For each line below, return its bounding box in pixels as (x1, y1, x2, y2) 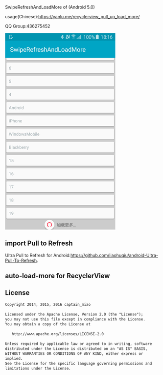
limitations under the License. (5, 366, 71, 371)
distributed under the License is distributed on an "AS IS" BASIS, (5, 346, 148, 351)
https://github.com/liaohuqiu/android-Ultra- (70, 252, 158, 258)
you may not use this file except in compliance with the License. (5, 317, 146, 322)
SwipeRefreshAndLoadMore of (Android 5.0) (5, 4, 95, 10)
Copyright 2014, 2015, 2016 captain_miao (5, 302, 91, 307)
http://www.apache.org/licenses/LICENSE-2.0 (11, 332, 104, 337)
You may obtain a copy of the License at (5, 322, 91, 327)
